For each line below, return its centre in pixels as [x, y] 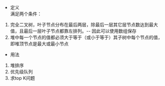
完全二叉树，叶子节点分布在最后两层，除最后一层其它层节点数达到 [79, 25]
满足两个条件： [26, 14]
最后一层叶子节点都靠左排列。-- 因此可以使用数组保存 [80, 31]
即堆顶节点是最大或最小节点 [39, 44]
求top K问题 [22, 78]
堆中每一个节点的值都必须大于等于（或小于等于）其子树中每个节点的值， [86, 37]
